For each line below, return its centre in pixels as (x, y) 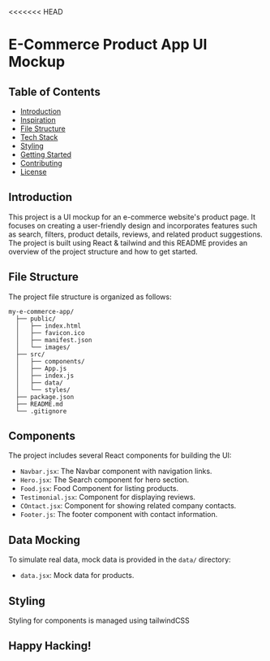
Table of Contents (55, 91)
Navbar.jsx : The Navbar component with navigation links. (116, 472)
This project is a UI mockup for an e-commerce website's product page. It (132, 217)
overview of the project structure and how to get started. (103, 251)
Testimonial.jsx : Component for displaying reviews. (108, 497)
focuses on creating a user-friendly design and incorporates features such (133, 225)
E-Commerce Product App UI (108, 45)
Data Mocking (45, 540)
